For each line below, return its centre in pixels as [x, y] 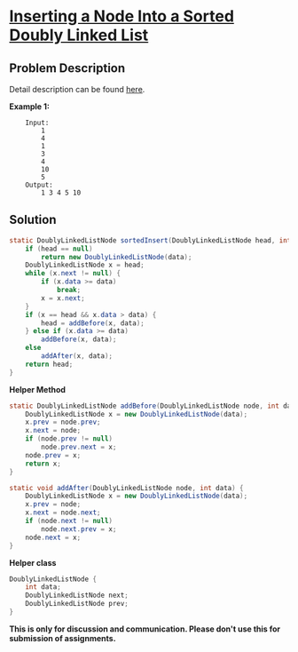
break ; [69, 290]
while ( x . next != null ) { [73, 274]
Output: [39, 185]
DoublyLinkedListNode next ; [77, 596]
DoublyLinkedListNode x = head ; [85, 265]
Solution [33, 220]
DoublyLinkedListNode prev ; [77, 604]
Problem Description [67, 68]
